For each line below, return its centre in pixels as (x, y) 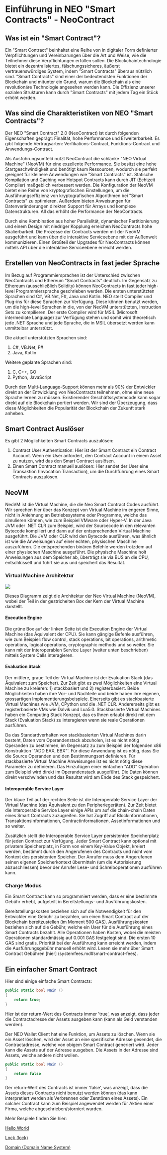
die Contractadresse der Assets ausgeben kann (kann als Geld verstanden (81, 1019)
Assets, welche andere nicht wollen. (42, 1055)
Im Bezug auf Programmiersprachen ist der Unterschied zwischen (73, 275)
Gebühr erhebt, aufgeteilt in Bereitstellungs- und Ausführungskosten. (76, 902)
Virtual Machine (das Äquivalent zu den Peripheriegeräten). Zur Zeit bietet (81, 805)
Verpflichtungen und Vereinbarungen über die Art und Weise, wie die (76, 55)
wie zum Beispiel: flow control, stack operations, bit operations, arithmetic (81, 639)
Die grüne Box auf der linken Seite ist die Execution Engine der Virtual (76, 629)
